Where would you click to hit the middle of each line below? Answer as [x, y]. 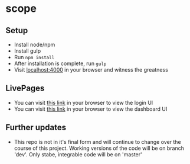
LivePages [25, 89]
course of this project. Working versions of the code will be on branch [99, 148]
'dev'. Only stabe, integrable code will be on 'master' [78, 154]
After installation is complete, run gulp [60, 63]
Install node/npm [35, 44]
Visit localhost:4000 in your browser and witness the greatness [91, 70]
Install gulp [27, 51]
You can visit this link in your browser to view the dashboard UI [91, 109]
